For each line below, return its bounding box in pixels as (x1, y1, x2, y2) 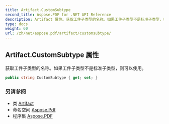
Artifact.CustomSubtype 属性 (5, 51, 99, 59)
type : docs (5, 21, 28, 27)
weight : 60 (5, 26, 28, 31)
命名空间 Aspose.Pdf (12, 106, 56, 112)
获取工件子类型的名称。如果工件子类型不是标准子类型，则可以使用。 (5, 65, 146, 71)
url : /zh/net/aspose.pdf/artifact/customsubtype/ (5, 31, 112, 36)
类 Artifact (12, 100, 34, 106)
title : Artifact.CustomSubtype (5, 7, 71, 13)
